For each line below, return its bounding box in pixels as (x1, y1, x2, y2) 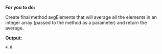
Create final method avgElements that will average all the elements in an (5, 14, 157, 20)
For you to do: (5, 5, 36, 10)
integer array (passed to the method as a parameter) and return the (5, 20, 147, 25)
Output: (5, 35, 22, 41)
